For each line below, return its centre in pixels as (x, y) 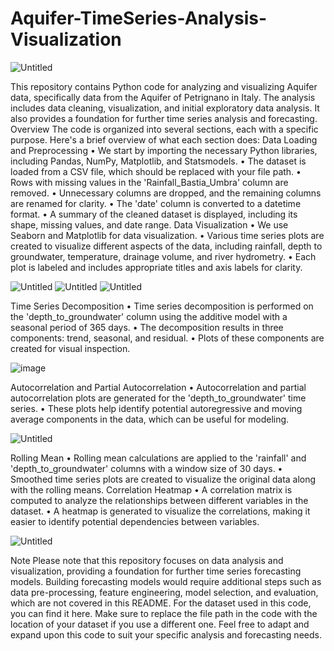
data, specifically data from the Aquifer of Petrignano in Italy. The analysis (163, 97)
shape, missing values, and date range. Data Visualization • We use (149, 224)
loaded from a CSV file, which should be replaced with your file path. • (156, 171)
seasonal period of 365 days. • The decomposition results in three (147, 327)
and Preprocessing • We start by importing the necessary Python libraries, (164, 150)
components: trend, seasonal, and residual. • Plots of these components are (167, 338)
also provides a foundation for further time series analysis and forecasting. (164, 118)
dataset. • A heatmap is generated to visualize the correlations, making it (160, 511)
